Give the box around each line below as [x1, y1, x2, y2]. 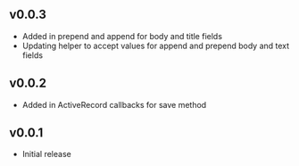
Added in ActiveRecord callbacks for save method [21, 99, 207, 110]
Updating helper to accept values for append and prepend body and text [21, 40, 290, 51]
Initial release [21, 149, 71, 160]
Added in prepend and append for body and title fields [21, 30, 223, 41]
